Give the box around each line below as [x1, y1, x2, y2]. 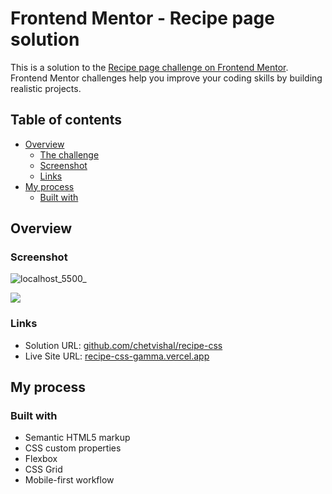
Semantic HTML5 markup [24, 432, 131, 444]
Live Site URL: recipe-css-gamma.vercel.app [24, 350, 210, 362]
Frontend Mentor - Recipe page [10, 7, 275, 30]
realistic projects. [10, 82, 82, 94]
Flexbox [24, 453, 58, 465]
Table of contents [10, 112, 122, 129]
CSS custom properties [24, 442, 122, 454]
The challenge [39, 148, 100, 161]
